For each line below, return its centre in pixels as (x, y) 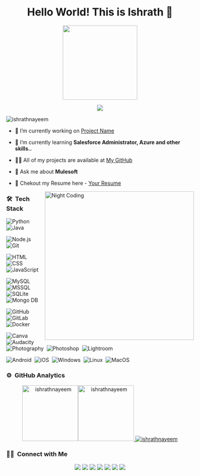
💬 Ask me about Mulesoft (46, 171)
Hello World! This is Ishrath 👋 (100, 12)
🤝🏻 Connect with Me (37, 454)
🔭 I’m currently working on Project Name (65, 131)
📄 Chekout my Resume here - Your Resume (68, 183)
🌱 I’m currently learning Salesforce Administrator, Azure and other (97, 142)
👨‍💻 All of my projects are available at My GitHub (74, 160)
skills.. (23, 149)
